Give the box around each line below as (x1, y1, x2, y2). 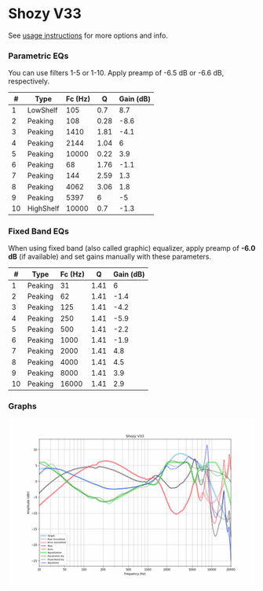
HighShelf (27, 204, 60, 213)
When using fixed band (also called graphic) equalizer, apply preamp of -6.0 (8, 244, 256, 253)
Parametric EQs (8, 50, 69, 61)
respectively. (8, 76, 49, 86)
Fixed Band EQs (8, 226, 69, 237)
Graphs (8, 401, 37, 412)
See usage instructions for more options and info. (8, 31, 169, 40)
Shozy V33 (8, 5, 82, 23)
